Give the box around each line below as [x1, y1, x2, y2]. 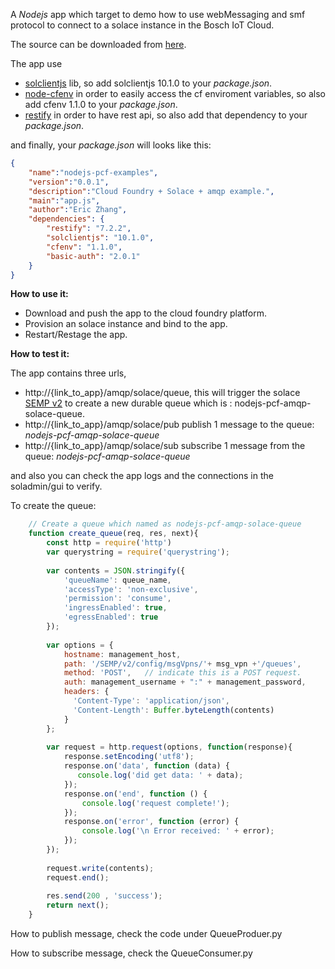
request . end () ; [46, 872, 110, 883]
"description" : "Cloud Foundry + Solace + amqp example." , [28, 186, 275, 196]
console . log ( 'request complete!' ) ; [81, 798, 230, 808]
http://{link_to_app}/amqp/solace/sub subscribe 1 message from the [24, 440, 306, 452]
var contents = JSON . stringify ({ [46, 565, 186, 576]
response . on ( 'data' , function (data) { [63, 761, 230, 771]
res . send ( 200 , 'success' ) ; [46, 891, 163, 901]
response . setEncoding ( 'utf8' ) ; [63, 752, 195, 762]
